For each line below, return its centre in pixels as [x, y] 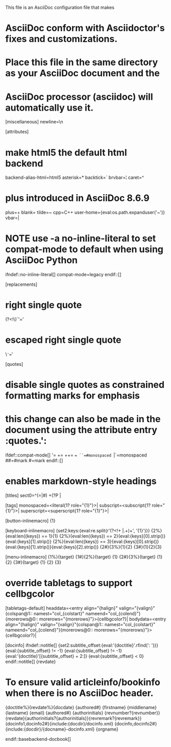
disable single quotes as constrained [85, 385]
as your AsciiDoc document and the [82, 73]
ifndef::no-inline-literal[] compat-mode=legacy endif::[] [63, 275]
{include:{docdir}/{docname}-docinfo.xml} [50, 729]
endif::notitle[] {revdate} [31, 661]
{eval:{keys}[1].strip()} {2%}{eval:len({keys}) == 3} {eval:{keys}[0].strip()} [82, 542]
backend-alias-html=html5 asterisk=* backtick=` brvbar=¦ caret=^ [75, 178]
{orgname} [107, 729]
